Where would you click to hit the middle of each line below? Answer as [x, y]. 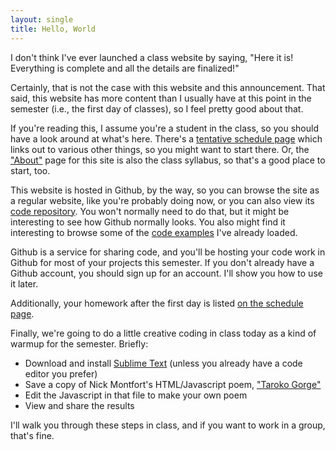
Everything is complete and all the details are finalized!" [125, 68]
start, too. [30, 170]
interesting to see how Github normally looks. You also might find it [148, 222]
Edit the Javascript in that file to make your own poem [136, 395]
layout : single [42, 19]
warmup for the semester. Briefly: [79, 343]
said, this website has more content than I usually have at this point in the [161, 98]
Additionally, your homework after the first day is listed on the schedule [157, 303]
